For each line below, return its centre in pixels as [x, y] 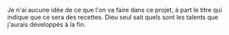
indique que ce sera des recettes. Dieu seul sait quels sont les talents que [113, 17]
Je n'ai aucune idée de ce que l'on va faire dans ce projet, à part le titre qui [115, 10]
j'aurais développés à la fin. [47, 24]
